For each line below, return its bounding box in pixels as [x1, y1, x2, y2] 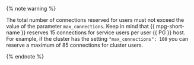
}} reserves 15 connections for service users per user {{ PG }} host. [21, 29, 186, 36]
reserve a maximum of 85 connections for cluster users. [6, 41, 144, 48]
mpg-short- [156, 23, 185, 30]
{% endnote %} [6, 53, 44, 60]
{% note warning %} [6, 5, 56, 12]
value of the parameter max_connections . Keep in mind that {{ [6, 23, 155, 30]
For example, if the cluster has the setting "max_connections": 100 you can [6, 35, 189, 42]
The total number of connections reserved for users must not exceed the [6, 17, 185, 23]
